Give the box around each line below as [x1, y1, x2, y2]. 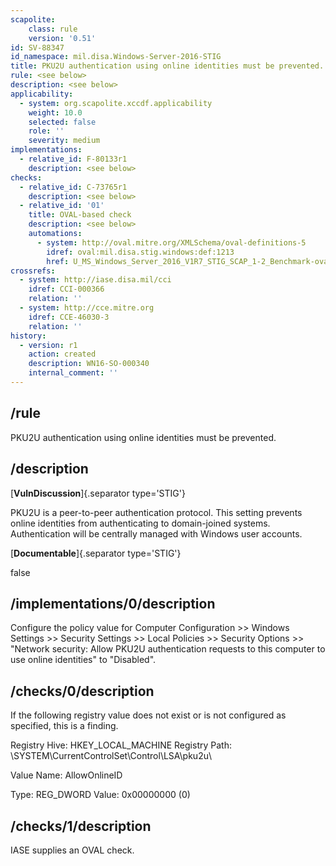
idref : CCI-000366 [28, 284, 105, 295]
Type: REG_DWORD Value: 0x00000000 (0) [10, 789, 191, 801]
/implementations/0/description [10, 595, 216, 612]
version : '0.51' [28, 33, 97, 43]
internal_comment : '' [28, 368, 118, 378]
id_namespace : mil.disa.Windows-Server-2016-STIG [10, 52, 222, 62]
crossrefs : [10, 266, 56, 276]
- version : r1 [19, 340, 78, 350]
